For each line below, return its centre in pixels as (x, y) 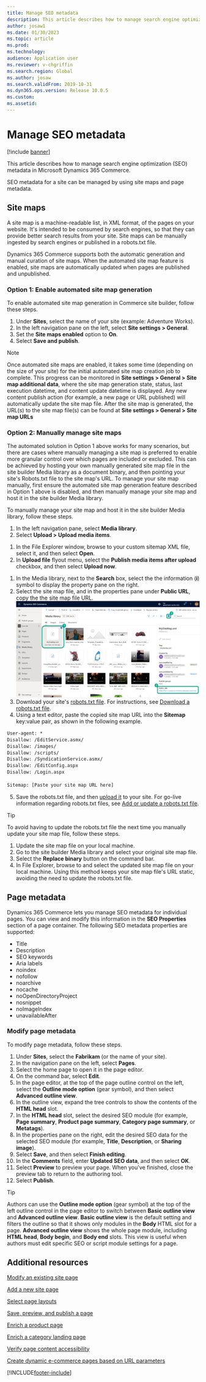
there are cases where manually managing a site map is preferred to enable (102, 453)
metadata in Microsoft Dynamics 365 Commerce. (69, 170)
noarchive (28, 982)
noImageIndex (34, 1009)
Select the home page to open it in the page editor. (80, 1069)
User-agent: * (25, 733)
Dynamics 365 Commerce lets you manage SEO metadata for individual (97, 912)
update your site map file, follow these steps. (64, 833)
